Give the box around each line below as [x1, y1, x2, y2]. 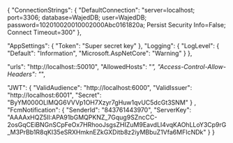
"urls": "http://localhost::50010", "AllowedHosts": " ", [7, 63, 156, 70]
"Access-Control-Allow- [157, 63, 227, 70]
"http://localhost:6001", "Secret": [7, 91, 102, 99]
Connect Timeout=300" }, [7, 28, 82, 36]
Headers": [7, 70, 37, 78]
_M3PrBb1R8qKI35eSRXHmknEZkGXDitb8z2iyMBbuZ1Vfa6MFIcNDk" [7, 128, 206, 136]
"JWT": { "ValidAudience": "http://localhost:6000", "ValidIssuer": [7, 84, 193, 91]
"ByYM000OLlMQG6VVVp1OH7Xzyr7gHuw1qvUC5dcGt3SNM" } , [7, 98, 197, 107]
